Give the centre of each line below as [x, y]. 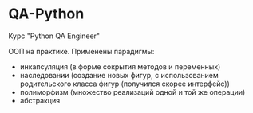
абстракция [40, 100]
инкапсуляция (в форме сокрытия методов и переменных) [120, 66]
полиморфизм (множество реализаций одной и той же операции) [132, 92]
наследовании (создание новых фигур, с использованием [119, 75]
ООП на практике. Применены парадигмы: [81, 51]
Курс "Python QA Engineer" [54, 36]
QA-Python [46, 14]
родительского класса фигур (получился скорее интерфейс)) [125, 84]
